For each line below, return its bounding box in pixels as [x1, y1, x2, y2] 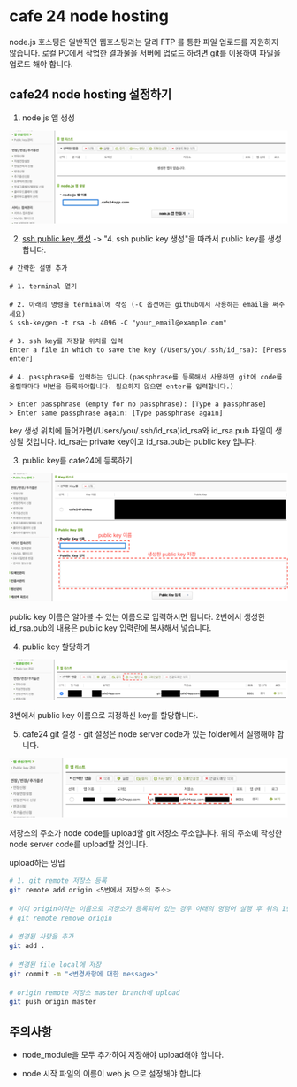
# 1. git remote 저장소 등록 [9, 876, 108, 885]
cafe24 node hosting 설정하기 [9, 87, 172, 103]
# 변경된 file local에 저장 [9, 960, 102, 969]
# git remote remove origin [9, 914, 113, 922]
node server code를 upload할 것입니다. [9, 838, 148, 850]
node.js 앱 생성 [21, 112, 75, 123]
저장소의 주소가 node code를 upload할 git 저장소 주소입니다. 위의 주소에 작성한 [9, 828, 283, 838]
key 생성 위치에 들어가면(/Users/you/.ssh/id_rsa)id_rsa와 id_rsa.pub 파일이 [9, 425, 274, 436]
